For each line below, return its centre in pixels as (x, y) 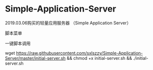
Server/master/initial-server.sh (35, 58)
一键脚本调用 (18, 43)
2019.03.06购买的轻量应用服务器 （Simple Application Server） (68, 23)
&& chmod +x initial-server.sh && (99, 58)
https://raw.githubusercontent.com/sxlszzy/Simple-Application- (79, 53)
